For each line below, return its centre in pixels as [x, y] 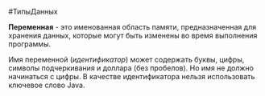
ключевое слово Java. [47, 85]
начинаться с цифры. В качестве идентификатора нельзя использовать [132, 76]
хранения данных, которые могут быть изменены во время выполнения [133, 36]
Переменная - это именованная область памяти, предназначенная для [132, 27]
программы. [29, 44]
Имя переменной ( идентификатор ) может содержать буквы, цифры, [126, 60]
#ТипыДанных [33, 12]
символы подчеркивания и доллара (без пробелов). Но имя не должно [131, 68]
